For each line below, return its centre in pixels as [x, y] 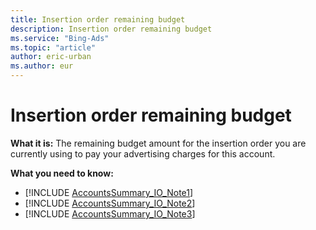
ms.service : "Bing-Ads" [60, 38]
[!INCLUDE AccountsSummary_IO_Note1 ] [109, 192]
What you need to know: [62, 173]
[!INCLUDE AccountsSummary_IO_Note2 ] [110, 203]
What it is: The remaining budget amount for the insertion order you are [158, 143]
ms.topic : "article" [53, 47]
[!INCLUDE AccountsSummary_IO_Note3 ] [110, 213]
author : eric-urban [51, 57]
